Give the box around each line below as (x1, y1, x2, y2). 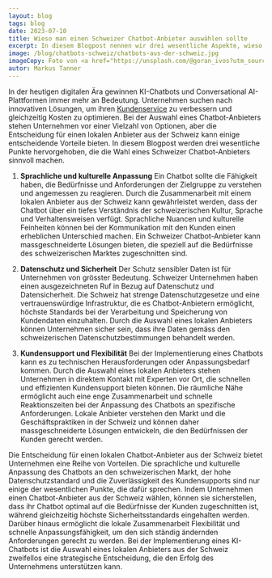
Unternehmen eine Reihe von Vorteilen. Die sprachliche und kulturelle (8, 458, 240, 468)
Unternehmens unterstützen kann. (8, 561, 123, 571)
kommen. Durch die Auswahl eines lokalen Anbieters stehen (19, 365, 221, 375)
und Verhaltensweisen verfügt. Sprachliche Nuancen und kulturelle (19, 213, 244, 223)
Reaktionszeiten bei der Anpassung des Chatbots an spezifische (19, 399, 236, 409)
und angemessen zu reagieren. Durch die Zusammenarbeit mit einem (19, 188, 252, 198)
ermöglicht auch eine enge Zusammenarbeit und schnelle (19, 391, 213, 401)
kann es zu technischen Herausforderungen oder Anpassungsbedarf (19, 357, 250, 366)
